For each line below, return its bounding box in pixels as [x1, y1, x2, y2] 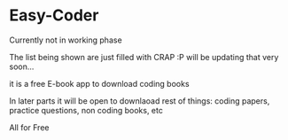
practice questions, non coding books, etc [9, 105, 164, 115]
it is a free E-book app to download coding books [9, 78, 190, 89]
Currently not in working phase [9, 35, 122, 45]
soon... [9, 61, 35, 72]
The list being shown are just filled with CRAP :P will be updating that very [9, 51, 279, 62]
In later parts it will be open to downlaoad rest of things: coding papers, [9, 95, 270, 106]
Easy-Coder [9, 5, 99, 26]
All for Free [9, 121, 50, 133]
